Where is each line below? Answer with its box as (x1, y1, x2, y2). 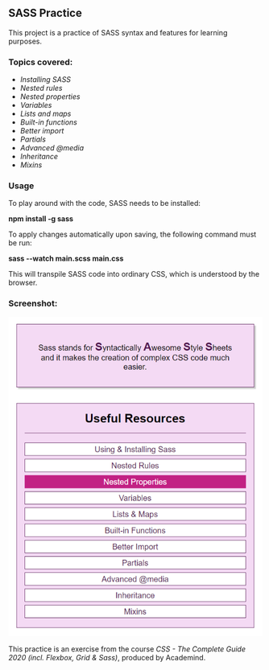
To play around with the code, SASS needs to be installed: (8, 199, 201, 208)
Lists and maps (19, 109, 72, 119)
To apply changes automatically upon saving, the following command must (8, 229, 257, 240)
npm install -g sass (8, 214, 74, 224)
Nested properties (19, 92, 81, 101)
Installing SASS (19, 75, 71, 84)
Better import (19, 126, 64, 136)
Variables (19, 101, 52, 110)
